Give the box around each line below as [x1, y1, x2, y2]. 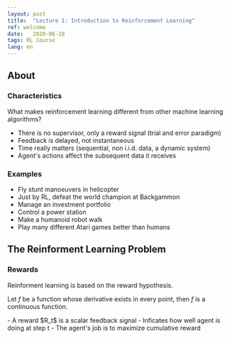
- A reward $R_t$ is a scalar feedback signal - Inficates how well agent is [7, 316, 221, 324]
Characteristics [7, 91, 62, 101]
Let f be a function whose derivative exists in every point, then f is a [7, 294, 206, 303]
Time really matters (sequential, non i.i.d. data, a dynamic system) [17, 144, 211, 152]
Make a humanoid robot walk [17, 215, 103, 224]
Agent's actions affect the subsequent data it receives [17, 151, 176, 160]
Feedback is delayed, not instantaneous [17, 136, 135, 144]
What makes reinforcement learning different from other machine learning [7, 107, 224, 116]
